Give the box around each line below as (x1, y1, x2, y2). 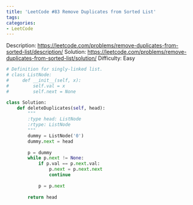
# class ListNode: (6, 72, 52, 78)
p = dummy (27, 149, 52, 156)
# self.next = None (6, 88, 76, 95)
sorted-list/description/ (6, 49, 63, 56)
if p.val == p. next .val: (38, 161, 100, 167)
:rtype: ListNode (27, 122, 71, 128)
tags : (6, 14, 20, 20)
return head (27, 194, 58, 200)
